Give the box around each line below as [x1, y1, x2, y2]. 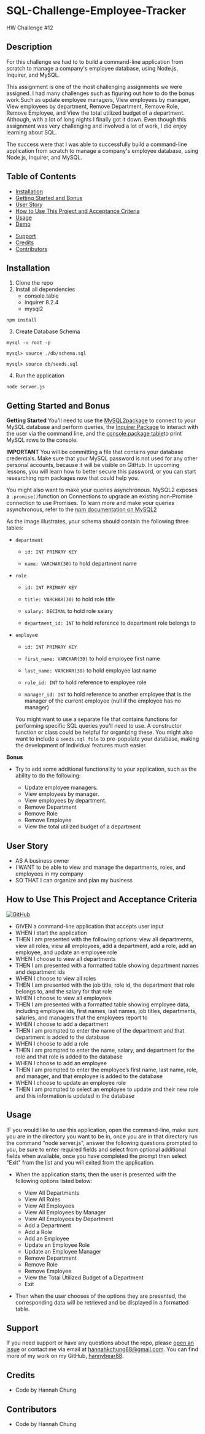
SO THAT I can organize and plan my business [15, 877, 133, 884]
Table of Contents [6, 171, 77, 182]
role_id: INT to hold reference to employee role [24, 679, 147, 686]
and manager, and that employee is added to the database [15, 1072, 163, 1080]
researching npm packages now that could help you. [6, 474, 139, 482]
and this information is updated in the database [15, 1092, 135, 1099]
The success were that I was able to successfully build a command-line [6, 141, 187, 148]
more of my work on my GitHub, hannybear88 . [6, 1352, 124, 1360]
